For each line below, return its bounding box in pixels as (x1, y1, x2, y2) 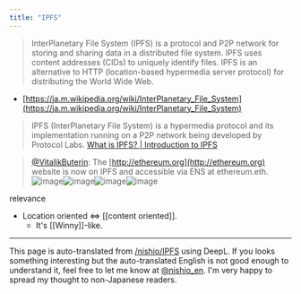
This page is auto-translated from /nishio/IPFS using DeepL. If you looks (9, 246, 276, 256)
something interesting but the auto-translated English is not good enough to (9, 255, 289, 265)
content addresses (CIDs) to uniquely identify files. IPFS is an (30, 56, 258, 67)
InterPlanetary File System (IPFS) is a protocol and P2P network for (30, 38, 279, 48)
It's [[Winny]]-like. (35, 220, 103, 230)
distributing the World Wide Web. (30, 75, 154, 86)
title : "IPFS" (9, 13, 63, 22)
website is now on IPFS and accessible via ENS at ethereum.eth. (30, 166, 269, 177)
